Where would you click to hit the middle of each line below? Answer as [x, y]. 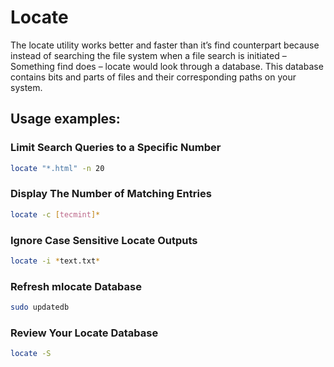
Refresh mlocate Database [76, 286]
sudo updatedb [40, 307]
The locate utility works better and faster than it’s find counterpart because [165, 45]
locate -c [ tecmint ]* [55, 214]
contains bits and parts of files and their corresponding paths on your [153, 77]
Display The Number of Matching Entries [111, 194]
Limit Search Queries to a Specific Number [116, 148]
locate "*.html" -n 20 [57, 168]
